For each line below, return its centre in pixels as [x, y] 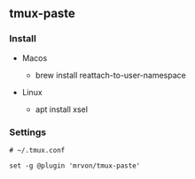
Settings [28, 132]
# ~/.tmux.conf [37, 150]
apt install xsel [62, 109]
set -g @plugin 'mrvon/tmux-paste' [75, 166]
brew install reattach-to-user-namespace [110, 75]
